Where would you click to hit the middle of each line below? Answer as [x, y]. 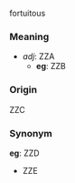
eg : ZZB [51, 66]
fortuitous [28, 13]
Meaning [29, 36]
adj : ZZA [38, 56]
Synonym [31, 133]
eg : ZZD [24, 153]
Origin [23, 90]
